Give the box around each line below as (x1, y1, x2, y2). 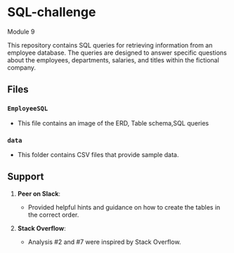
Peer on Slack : (17, 189, 61, 198)
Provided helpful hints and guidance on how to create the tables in (27, 203, 221, 211)
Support (7, 171, 44, 183)
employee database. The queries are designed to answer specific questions (7, 48, 227, 57)
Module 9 (7, 27, 35, 36)
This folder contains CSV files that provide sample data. (17, 150, 179, 158)
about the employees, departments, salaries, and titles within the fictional (7, 55, 219, 64)
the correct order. (27, 210, 79, 219)
